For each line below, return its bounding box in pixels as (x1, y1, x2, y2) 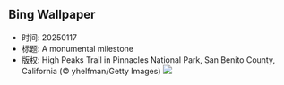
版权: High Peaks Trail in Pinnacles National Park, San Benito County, (21, 54, 276, 65)
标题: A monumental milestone (21, 43, 133, 54)
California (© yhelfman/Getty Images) (21, 65, 161, 76)
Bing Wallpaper (8, 7, 96, 22)
